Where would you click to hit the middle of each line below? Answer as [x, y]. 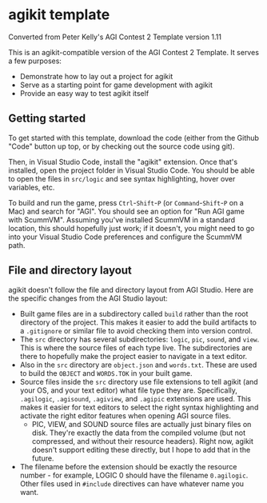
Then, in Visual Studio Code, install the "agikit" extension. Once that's [123, 162]
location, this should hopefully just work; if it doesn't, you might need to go [132, 228]
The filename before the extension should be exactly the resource [128, 466]
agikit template [59, 15]
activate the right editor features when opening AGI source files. [126, 415]
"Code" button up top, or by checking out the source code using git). [122, 146]
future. [43, 458]
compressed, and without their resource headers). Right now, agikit [143, 441]
